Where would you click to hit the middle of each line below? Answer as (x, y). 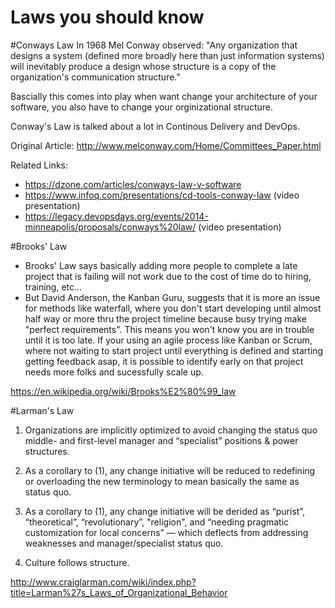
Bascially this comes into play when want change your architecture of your (164, 96)
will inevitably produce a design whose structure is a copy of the (143, 66)
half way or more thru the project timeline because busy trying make (166, 318)
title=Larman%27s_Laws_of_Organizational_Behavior (119, 592)
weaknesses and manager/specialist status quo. (124, 543)
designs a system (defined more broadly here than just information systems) (167, 55)
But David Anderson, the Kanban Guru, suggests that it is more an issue (172, 297)
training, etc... (53, 287)
